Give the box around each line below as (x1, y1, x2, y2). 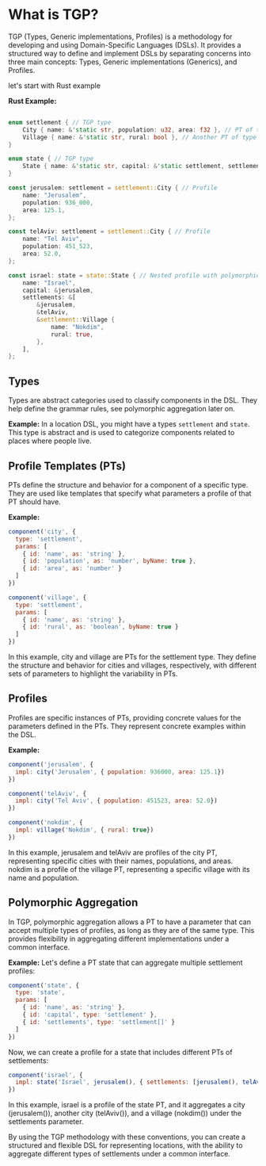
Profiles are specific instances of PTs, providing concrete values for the (8, 713, 241, 722)
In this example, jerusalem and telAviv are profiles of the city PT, (8, 847, 218, 857)
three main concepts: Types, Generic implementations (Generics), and (8, 57, 237, 67)
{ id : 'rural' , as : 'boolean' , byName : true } (22, 623, 179, 631)
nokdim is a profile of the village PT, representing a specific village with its (8, 864, 251, 874)
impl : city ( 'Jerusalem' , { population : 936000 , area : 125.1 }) (15, 767, 225, 776)
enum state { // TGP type (8, 155, 93, 163)
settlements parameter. (8, 1117, 84, 1126)
